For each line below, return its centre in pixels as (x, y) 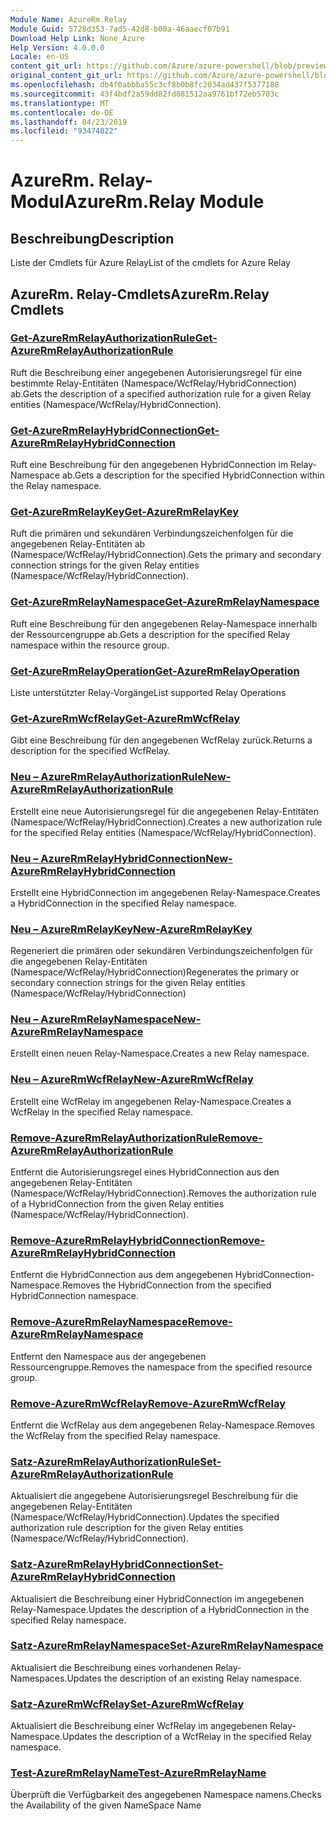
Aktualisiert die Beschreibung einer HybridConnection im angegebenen (157, 1598)
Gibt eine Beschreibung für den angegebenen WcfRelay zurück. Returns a (161, 740)
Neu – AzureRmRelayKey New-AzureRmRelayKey (131, 929)
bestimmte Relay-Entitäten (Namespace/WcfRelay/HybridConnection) (153, 383)
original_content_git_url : (66, 76)
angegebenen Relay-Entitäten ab (78, 544)
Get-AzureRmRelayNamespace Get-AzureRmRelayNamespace (165, 602)
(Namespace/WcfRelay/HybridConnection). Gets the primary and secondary (166, 555)
